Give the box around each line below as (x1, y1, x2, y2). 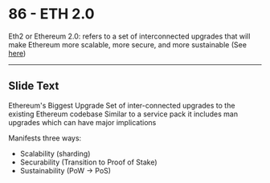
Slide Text (8, 79, 59, 93)
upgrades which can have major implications (8, 117, 157, 127)
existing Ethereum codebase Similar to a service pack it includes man (8, 109, 239, 119)
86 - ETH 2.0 (8, 5, 95, 23)
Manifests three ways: (8, 133, 82, 143)
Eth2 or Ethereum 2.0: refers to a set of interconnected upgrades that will (8, 31, 251, 41)
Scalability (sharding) (19, 148, 91, 158)
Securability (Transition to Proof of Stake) (19, 157, 158, 167)
